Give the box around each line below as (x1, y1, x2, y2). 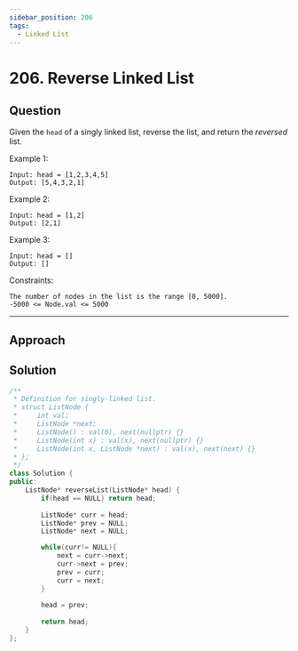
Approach (9, 333, 66, 348)
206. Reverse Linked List (9, 68, 195, 88)
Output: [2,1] (9, 219, 62, 228)
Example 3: (9, 235, 51, 245)
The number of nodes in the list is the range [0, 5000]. (9, 293, 228, 301)
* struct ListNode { (12, 403, 90, 412)
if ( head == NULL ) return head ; (41, 494, 157, 502)
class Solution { (9, 469, 74, 478)
